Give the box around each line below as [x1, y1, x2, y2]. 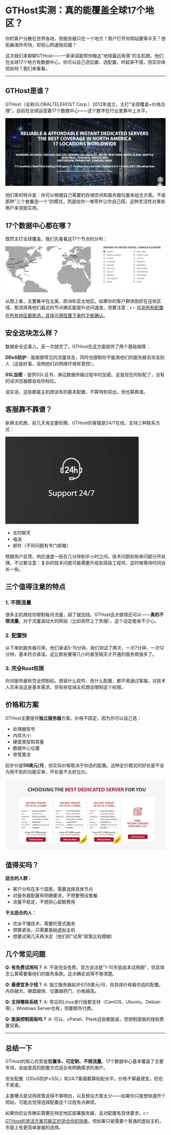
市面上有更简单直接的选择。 [5, 1124, 64, 1130]
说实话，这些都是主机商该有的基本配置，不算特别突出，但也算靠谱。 [5, 389, 148, 395]
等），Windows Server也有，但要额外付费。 [5, 1005, 96, 1011]
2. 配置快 [5, 632, 27, 639]
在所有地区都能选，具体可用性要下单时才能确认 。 [5, 312, 108, 319]
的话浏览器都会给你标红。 [5, 378, 59, 384]
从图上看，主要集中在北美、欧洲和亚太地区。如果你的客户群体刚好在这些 [5, 298, 157, 304]
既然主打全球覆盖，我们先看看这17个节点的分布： [5, 236, 108, 242]
